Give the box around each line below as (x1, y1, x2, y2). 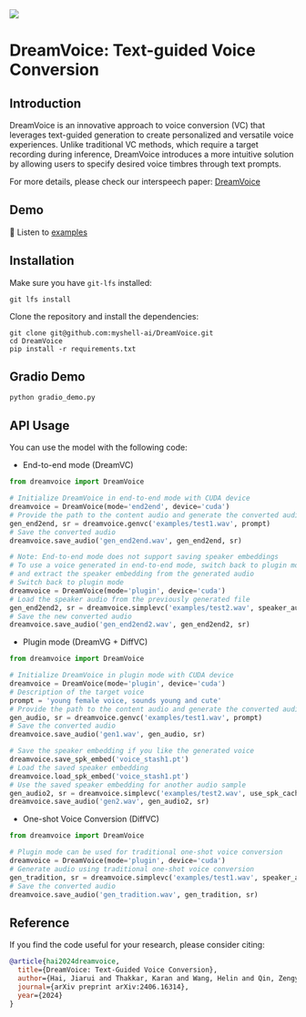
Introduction (9, 96, 82, 111)
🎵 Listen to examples (9, 227, 88, 238)
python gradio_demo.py (9, 393, 96, 402)
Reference (9, 915, 70, 931)
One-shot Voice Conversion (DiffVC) (22, 814, 159, 825)
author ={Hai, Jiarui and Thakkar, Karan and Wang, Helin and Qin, (17, 973, 275, 982)
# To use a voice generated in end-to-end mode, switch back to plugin (9, 561, 287, 570)
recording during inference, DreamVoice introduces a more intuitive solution (9, 149, 294, 159)
